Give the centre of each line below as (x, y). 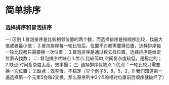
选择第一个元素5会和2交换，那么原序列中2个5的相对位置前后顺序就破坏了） (88, 77)
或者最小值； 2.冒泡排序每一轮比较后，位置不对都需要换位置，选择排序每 (85, 46)
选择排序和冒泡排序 (29, 27)
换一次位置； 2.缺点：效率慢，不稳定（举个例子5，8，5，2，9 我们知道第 (82, 71)
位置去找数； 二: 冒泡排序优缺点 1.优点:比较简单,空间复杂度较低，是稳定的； (84, 58)
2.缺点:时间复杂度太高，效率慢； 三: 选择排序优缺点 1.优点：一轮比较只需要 (83, 65)
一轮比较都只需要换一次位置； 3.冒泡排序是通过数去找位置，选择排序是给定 (83, 52)
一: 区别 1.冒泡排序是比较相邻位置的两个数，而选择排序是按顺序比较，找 (80, 39)
